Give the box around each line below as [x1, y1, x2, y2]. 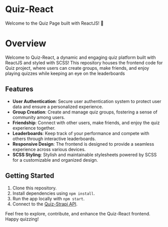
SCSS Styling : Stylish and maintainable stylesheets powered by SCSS [12, 152, 157, 158]
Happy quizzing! [5, 216, 39, 222]
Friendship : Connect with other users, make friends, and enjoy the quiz [12, 120, 160, 126]
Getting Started [5, 172, 54, 180]
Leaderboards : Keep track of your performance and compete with [12, 130, 149, 136]
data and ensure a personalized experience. [12, 103, 103, 109]
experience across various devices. [12, 146, 86, 152]
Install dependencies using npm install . [12, 190, 95, 196]
